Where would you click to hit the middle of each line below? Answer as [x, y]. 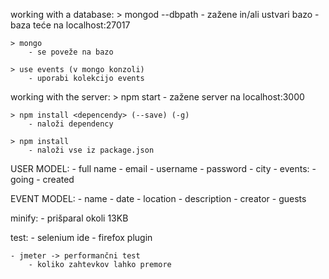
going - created [42, 179]
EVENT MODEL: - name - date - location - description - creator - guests [158, 198]
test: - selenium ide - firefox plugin [81, 237]
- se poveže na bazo [71, 52]
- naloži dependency [71, 124]
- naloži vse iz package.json [91, 150]
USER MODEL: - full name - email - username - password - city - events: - [163, 168]
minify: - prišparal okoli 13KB [69, 218]
